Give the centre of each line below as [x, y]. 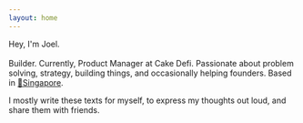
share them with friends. [54, 109]
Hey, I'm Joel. [34, 44]
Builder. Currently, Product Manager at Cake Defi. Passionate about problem [151, 63]
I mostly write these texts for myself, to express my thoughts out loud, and [147, 100]
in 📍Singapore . [36, 82]
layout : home [33, 18]
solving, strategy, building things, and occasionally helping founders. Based [150, 73]
